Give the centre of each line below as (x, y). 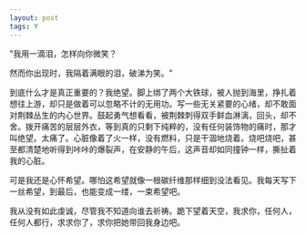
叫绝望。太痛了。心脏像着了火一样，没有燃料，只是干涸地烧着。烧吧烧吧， (149, 138)
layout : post (34, 18)
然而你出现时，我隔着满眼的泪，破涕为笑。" (91, 73)
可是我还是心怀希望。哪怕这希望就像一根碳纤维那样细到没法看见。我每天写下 (153, 180)
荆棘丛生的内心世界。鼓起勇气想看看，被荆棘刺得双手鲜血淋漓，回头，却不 (157, 115)
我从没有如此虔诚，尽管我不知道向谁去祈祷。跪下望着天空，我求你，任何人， (153, 210)
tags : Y (24, 26)
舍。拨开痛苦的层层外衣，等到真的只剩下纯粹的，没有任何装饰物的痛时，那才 (153, 126)
